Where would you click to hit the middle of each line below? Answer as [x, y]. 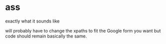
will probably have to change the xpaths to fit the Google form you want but [83, 30]
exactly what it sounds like [32, 21]
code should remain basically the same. [46, 36]
